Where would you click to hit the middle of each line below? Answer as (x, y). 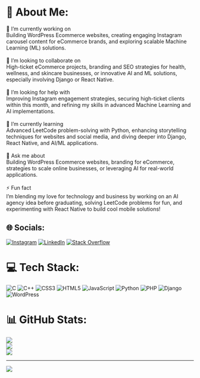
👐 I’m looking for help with (38, 92)
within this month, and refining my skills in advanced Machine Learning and (99, 105)
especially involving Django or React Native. (60, 79)
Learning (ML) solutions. (36, 48)
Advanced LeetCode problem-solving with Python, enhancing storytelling (96, 130)
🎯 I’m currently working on (39, 29)
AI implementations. (31, 111)
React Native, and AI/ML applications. (52, 143)
